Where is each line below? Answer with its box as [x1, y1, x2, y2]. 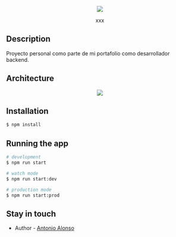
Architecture [6, 73, 55, 83]
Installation [6, 106, 49, 116]
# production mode [6, 186, 52, 193]
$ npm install [6, 122, 42, 128]
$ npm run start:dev [6, 176, 58, 182]
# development [6, 154, 42, 160]
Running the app [6, 138, 68, 148]
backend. [6, 56, 29, 63]
